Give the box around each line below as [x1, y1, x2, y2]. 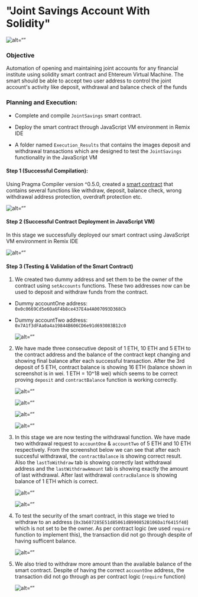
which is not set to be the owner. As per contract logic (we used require [14, 525, 191, 532]
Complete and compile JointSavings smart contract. [14, 111, 142, 119]
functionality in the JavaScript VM [14, 154, 98, 161]
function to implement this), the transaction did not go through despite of [14, 531, 193, 538]
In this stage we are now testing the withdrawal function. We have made [14, 434, 190, 441]
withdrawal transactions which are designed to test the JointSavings [14, 147, 182, 155]
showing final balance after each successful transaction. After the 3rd [14, 357, 185, 365]
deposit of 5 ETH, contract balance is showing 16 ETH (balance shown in [14, 363, 192, 371]
